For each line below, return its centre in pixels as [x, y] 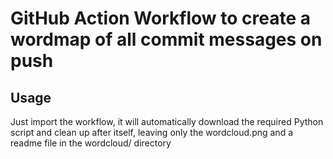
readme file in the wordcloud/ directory [91, 143]
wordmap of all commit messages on [166, 39]
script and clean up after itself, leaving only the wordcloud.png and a [152, 132]
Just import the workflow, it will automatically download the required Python [167, 121]
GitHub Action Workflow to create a [160, 18]
